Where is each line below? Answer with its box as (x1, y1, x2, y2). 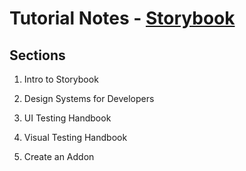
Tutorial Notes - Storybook (9, 7, 236, 30)
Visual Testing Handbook (23, 132, 128, 143)
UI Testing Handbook (23, 112, 112, 124)
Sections (9, 47, 66, 64)
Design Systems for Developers (23, 93, 155, 104)
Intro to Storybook (23, 73, 99, 85)
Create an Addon (23, 151, 95, 162)
